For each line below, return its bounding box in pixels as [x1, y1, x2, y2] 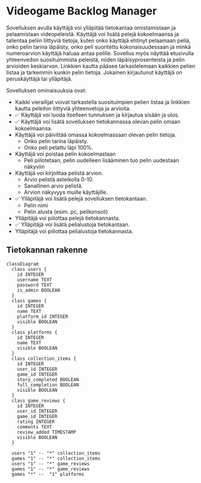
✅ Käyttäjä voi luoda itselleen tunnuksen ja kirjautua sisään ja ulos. [14, 111, 180, 118]
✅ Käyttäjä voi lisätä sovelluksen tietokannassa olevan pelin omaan [14, 118, 181, 125]
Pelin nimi [23, 201, 48, 208]
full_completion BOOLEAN [17, 381, 79, 388]
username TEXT [17, 276, 52, 283]
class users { [11, 266, 47, 272]
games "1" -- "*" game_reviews [11, 466, 90, 472]
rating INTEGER [17, 419, 55, 425]
